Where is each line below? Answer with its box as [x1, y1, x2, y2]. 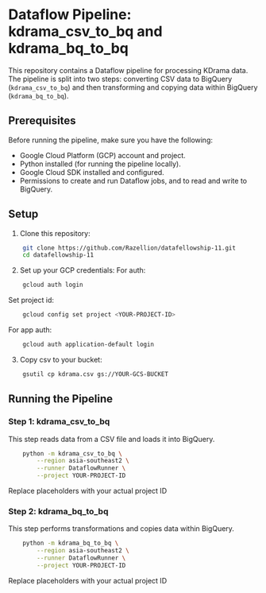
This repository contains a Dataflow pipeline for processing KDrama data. [8, 65, 249, 75]
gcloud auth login [22, 281, 83, 289]
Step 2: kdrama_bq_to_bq [8, 506, 109, 517]
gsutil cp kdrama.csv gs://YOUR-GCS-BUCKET [22, 370, 169, 378]
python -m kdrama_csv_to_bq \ [22, 449, 123, 458]
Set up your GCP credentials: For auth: [19, 265, 146, 275]
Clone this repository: [19, 228, 91, 238]
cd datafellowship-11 [22, 251, 94, 259]
